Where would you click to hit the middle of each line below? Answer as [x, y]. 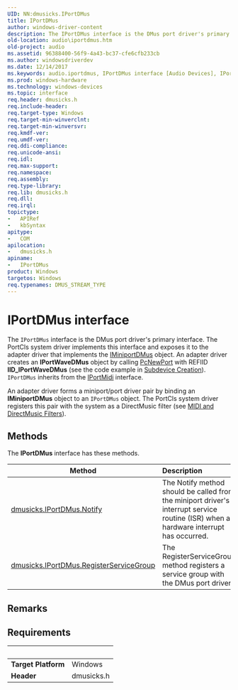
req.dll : [20, 199]
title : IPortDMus [33, 21]
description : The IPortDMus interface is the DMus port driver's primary [119, 34]
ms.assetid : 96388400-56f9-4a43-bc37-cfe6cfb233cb [84, 54]
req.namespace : [30, 172]
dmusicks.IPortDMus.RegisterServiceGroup [83, 566]
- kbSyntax [27, 225]
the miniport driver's [196, 500]
